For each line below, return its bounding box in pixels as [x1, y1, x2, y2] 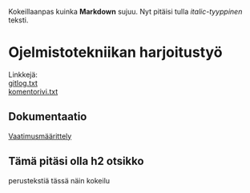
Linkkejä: [8, 70, 38, 79]
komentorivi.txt [8, 86, 58, 96]
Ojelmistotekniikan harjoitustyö [8, 43, 223, 62]
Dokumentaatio [8, 110, 87, 123]
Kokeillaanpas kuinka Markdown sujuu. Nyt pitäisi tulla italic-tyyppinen [8, 7, 243, 16]
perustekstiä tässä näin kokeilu [8, 175, 111, 185]
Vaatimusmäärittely [8, 131, 72, 141]
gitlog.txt [8, 78, 38, 87]
